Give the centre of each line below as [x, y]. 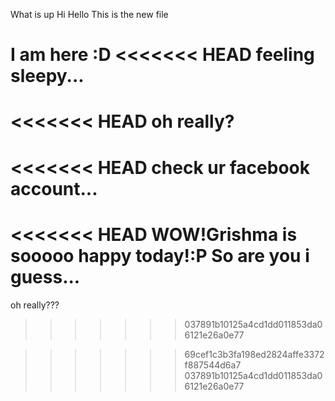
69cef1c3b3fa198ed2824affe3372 [254, 354]
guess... [45, 276]
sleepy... [47, 76]
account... [54, 188]
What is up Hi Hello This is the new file [89, 14]
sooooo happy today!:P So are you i [160, 255]
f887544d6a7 [213, 365]
